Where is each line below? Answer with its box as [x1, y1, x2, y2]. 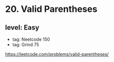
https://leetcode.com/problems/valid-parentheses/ [5, 51, 109, 57]
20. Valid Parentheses [5, 3, 98, 15]
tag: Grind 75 [12, 42, 39, 48]
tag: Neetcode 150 [12, 36, 51, 42]
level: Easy [5, 23, 40, 32]
